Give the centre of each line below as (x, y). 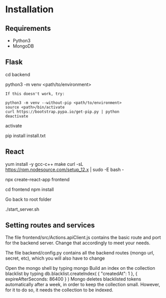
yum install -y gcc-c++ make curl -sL (44, 164)
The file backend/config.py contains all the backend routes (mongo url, (80, 253)
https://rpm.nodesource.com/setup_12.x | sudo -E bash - (65, 169)
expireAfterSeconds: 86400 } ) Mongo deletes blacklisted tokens (73, 279)
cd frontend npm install (30, 189)
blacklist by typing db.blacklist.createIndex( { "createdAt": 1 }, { (71, 274)
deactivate (17, 116)
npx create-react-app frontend (37, 179)
